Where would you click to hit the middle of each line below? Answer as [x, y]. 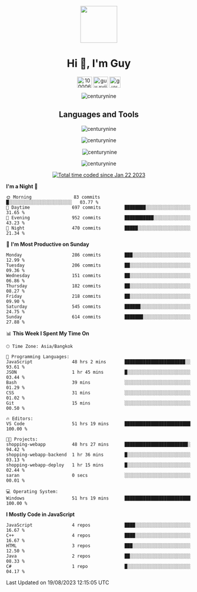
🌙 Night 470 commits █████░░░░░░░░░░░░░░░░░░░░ [98, 228]
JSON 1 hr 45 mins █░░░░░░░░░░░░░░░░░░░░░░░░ [98, 372]
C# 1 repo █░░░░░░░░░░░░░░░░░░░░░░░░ [98, 567]
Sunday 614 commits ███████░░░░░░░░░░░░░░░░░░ [98, 317]
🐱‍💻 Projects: [22, 439]
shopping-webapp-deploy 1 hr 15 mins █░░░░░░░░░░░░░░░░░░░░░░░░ [98, 465]
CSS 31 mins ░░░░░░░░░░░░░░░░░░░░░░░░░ [98, 393]
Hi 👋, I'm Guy [99, 63]
